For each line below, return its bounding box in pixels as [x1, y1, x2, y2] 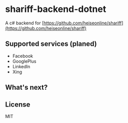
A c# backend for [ [5, 20, 44, 26]
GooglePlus [12, 58, 36, 64]
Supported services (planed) [5, 40, 97, 48]
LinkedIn [12, 63, 30, 69]
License [5, 100, 30, 109]
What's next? [5, 83, 48, 92]
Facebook [12, 53, 33, 59]
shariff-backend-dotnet [5, 3, 106, 15]
